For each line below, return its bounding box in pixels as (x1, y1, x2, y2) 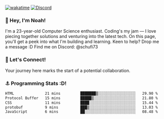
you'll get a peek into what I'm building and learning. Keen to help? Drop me (5, 39, 160, 44)
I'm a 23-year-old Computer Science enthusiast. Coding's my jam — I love (5, 28, 157, 34)
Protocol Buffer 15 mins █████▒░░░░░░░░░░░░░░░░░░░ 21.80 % (5, 95, 158, 101)
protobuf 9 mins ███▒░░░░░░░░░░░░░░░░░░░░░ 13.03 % (5, 105, 158, 110)
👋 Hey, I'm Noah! (5, 17, 46, 24)
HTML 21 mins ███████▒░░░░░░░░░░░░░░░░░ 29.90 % (5, 91, 158, 96)
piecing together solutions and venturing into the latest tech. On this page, (5, 34, 157, 40)
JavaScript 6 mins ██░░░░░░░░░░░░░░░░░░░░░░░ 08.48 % (5, 109, 158, 115)
